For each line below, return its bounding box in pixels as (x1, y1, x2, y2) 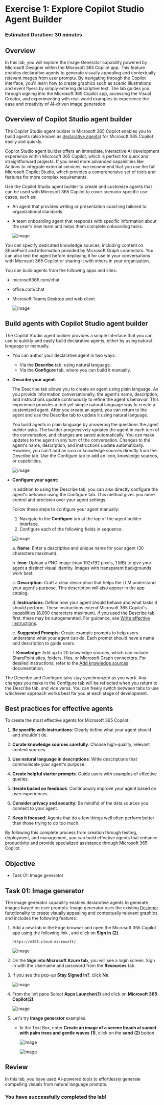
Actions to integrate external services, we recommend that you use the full (5, 163, 156, 169)
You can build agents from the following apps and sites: (5, 267, 117, 273)
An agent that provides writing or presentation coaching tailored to (12, 203, 147, 209)
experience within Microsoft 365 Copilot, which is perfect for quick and (5, 153, 149, 159)
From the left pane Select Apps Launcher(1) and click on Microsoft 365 (12, 991, 158, 997)
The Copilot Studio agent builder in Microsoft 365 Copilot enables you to (5, 128, 151, 134)
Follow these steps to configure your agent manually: (12, 506, 119, 512)
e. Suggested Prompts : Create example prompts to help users (12, 630, 139, 636)
